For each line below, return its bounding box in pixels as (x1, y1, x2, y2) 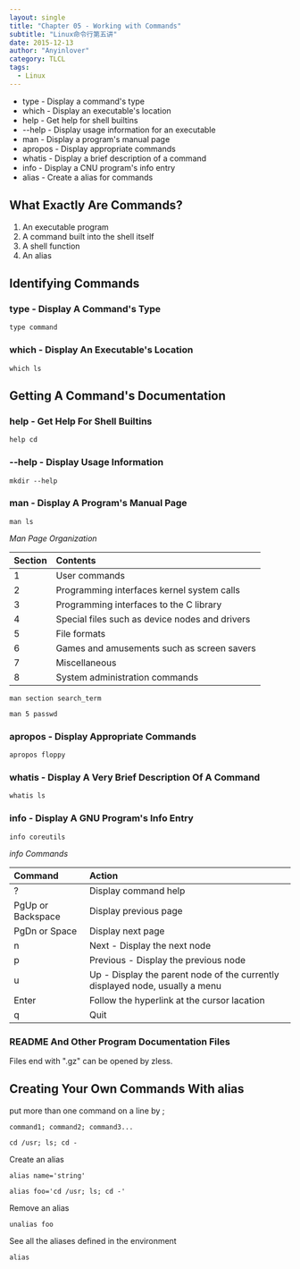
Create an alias (9, 1154, 64, 1164)
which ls (9, 364, 42, 373)
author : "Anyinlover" (9, 47, 90, 55)
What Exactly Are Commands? (9, 198, 183, 213)
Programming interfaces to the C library (55, 598, 222, 611)
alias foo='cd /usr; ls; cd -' (9, 1187, 126, 1196)
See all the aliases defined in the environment (9, 1235, 177, 1246)
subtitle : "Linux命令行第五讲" (9, 30, 118, 38)
